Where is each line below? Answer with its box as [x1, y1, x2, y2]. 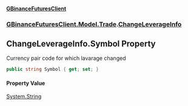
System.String [6, 93, 42, 100]
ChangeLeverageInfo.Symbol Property [6, 38, 156, 48]
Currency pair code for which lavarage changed [6, 55, 126, 62]
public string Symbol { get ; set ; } [6, 67, 99, 73]
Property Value [6, 79, 45, 87]
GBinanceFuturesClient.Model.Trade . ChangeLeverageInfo [6, 20, 182, 28]
